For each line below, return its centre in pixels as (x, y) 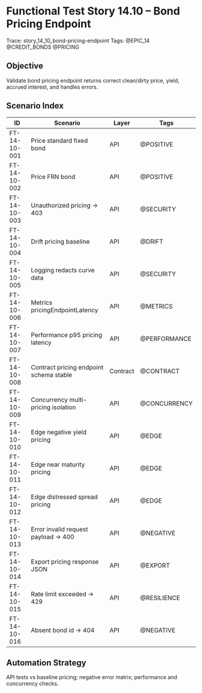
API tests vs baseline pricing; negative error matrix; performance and (92, 677)
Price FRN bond (53, 177)
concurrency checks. (32, 684)
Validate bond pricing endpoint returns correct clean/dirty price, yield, (93, 80)
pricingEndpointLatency (65, 310)
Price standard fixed (60, 140)
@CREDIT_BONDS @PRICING (43, 47)
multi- (78, 400)
